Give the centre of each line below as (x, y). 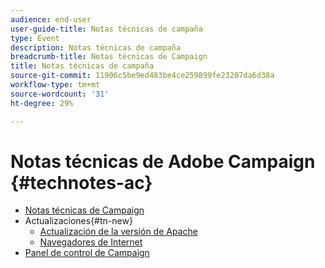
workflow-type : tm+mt (55, 85)
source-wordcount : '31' (60, 94)
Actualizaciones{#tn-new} (78, 221)
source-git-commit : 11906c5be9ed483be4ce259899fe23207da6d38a (142, 76)
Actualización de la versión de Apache (118, 232)
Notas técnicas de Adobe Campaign (163, 161)
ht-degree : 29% (42, 103)
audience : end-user (51, 19)
